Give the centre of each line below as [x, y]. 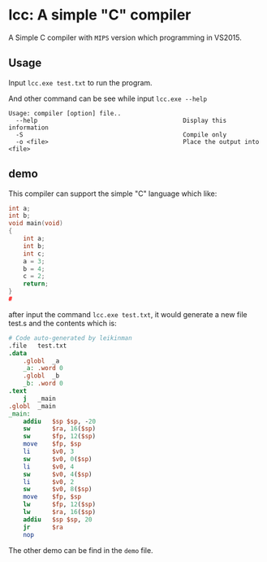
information [28, 128]
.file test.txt [38, 346]
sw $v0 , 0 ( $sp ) [58, 459]
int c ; [34, 254]
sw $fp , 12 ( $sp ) [59, 437]
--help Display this [121, 120]
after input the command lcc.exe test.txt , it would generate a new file [128, 314]
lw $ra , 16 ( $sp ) [59, 512]
